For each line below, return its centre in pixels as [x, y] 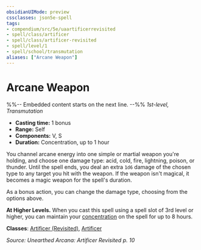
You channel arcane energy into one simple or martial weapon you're [93, 154]
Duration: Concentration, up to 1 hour [62, 142]
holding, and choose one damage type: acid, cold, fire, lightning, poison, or [100, 160]
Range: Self [30, 129]
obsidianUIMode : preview [38, 12]
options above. [25, 198]
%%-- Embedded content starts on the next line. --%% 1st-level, [88, 104]
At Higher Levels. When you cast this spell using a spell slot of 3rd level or [100, 210]
